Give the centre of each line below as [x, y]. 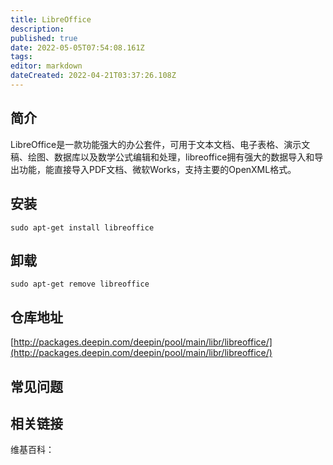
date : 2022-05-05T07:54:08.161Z [77, 47]
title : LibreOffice [51, 19]
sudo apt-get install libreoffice [82, 227]
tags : [21, 57]
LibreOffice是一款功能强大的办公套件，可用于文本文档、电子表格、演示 [156, 144]
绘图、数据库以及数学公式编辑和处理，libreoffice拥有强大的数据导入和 [171, 157]
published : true [44, 38]
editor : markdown [46, 66]
